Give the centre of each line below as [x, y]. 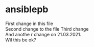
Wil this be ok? [21, 40]
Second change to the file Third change [47, 29]
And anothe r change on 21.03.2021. [43, 34]
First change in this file [29, 24]
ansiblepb [27, 9]
